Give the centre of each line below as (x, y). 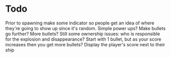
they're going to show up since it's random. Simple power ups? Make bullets (86, 28)
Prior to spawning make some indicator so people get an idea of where (80, 23)
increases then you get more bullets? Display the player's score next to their (85, 44)
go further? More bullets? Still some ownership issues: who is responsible (83, 34)
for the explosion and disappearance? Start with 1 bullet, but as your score (83, 39)
